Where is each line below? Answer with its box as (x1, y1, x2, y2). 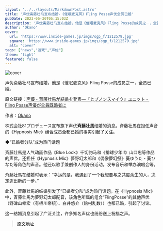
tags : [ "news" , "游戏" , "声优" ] (5, 47, 63, 52)
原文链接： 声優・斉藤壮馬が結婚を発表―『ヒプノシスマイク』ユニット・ (5, 96, 149, 102)
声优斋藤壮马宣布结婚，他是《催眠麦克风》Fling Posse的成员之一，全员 (5, 80, 147, 86)
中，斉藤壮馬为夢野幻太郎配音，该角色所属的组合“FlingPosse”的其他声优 (5, 194, 150, 200)
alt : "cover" (9, 43, 36, 48)
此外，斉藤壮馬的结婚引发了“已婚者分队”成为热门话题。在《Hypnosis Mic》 (5, 188, 155, 194)
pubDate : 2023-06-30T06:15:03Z (5, 16, 68, 21)
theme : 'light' (5, 52, 36, 57)
